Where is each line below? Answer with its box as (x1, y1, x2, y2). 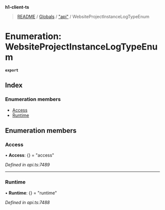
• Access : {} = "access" (5, 152, 55, 158)
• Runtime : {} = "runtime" (5, 190, 57, 196)
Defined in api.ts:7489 (5, 162, 50, 168)
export (5, 68, 19, 73)
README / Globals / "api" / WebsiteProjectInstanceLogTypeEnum (17, 14, 150, 19)
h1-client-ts (5, 4, 29, 10)
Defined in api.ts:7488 (5, 199, 50, 205)
